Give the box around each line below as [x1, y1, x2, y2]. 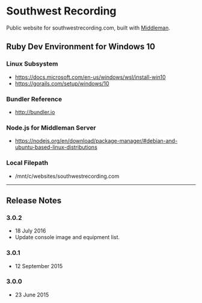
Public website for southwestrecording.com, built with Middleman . [6, 24, 170, 31]
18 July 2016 [14, 227, 46, 234]
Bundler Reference [6, 95, 62, 103]
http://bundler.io [14, 108, 55, 116]
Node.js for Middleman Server [6, 123, 96, 132]
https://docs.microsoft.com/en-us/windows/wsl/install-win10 [14, 73, 167, 81]
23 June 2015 [14, 291, 49, 298]
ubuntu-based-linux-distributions [14, 143, 97, 151]
